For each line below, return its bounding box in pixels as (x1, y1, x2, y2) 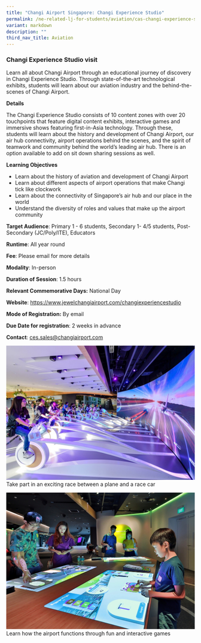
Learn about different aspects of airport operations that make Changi (14, 179, 185, 187)
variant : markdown (6, 22, 52, 28)
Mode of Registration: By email (6, 311, 84, 318)
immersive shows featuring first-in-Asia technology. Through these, (6, 124, 173, 131)
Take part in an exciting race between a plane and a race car (6, 480, 156, 488)
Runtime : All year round (6, 241, 65, 248)
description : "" (6, 29, 47, 35)
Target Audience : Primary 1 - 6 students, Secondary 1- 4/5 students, (6, 223, 176, 230)
